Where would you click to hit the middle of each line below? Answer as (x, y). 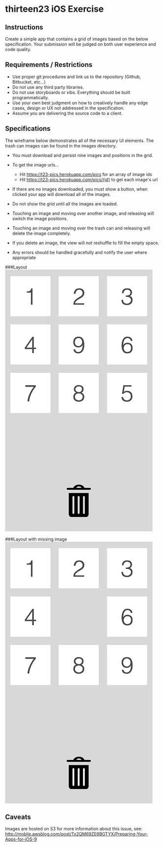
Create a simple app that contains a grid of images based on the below (77, 39)
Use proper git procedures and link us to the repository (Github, (77, 77)
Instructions (24, 27)
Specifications (28, 129)
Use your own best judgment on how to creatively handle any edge (80, 103)
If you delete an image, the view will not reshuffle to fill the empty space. (86, 243)
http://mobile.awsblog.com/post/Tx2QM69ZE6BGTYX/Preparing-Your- (77, 834)
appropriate (24, 257)
